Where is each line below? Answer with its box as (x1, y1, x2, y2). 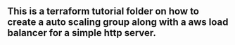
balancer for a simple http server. (7, 27, 157, 39)
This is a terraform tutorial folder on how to (7, 6, 199, 17)
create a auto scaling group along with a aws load (7, 17, 229, 28)
